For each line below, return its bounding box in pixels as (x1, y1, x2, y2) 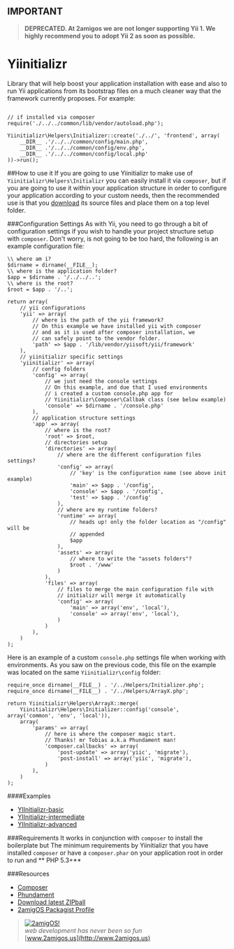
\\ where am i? (7, 255, 52, 262)
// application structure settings (32, 414, 136, 422)
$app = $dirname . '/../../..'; (7, 273, 101, 280)
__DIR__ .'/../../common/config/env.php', (20, 144, 145, 151)
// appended (69, 531, 105, 538)
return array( (7, 298, 49, 305)
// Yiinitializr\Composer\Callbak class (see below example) (44, 396, 227, 403)
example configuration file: (7, 241, 85, 250)
